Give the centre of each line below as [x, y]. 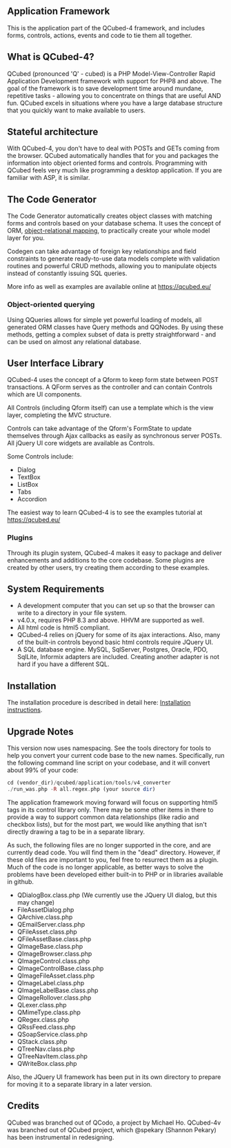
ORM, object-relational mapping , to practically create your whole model [109, 231]
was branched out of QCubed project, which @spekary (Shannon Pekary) [112, 1129]
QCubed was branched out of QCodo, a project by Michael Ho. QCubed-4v [114, 1122]
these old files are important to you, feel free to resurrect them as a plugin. [113, 859]
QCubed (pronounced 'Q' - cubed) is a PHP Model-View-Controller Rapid [111, 73]
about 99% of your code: [43, 770]
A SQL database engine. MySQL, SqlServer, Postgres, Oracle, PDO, [112, 649]
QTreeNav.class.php [46, 1049]
